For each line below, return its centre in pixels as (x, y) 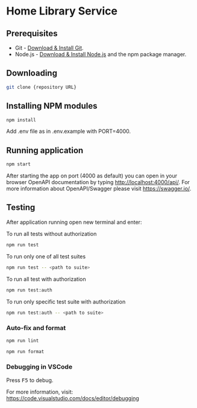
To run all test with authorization (46, 279)
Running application (45, 150)
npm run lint (23, 340)
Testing (21, 207)
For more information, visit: (40, 392)
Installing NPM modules (52, 106)
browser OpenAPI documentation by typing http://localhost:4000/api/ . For (98, 182)
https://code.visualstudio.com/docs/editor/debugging (73, 398)
